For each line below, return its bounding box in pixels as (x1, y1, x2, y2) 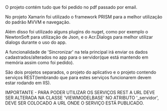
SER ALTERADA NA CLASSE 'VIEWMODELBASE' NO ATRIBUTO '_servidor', (5, 95, 159, 101)
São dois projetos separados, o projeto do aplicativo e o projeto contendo (5, 69, 157, 75)
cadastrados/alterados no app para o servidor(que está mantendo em (5, 54, 149, 60)
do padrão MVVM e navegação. (5, 19, 71, 25)
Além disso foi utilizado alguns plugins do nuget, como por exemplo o (5, 29, 149, 34)
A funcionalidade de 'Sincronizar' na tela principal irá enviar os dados (5, 49, 148, 55)
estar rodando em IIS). (5, 80, 51, 86)
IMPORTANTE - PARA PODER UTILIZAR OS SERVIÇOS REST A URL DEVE (5, 90, 156, 95)
